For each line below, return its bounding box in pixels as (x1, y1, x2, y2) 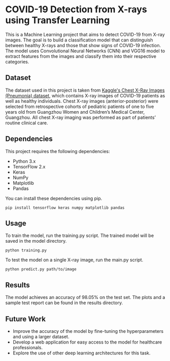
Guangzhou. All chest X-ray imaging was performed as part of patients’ (5, 114, 156, 120)
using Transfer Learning (5, 14, 110, 26)
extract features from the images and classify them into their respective (5, 53, 157, 59)
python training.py (5, 248, 47, 253)
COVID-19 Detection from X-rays (5, 4, 147, 15)
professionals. (12, 345, 43, 350)
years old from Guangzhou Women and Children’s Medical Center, (5, 109, 145, 115)
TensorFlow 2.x (12, 163, 46, 169)
